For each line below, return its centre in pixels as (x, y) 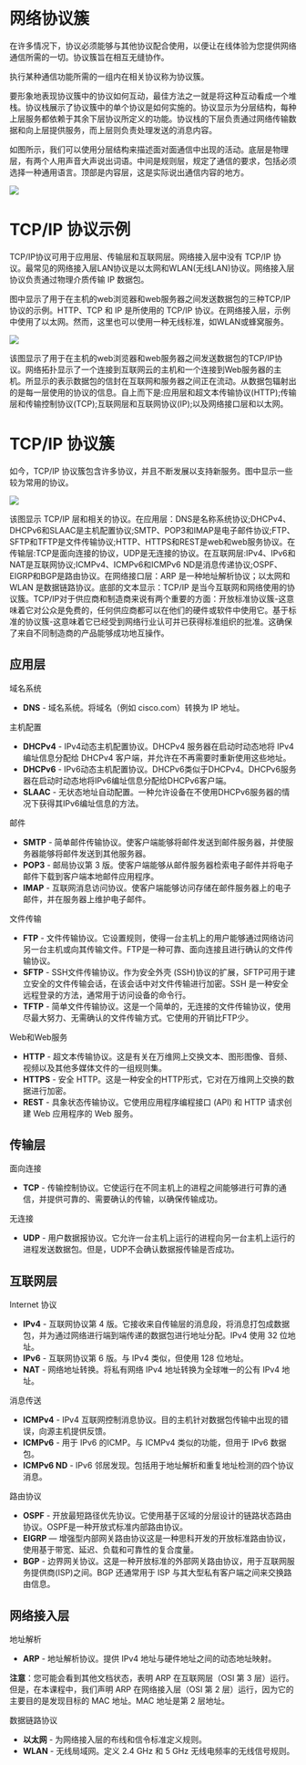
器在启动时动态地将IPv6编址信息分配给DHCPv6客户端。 (127, 780)
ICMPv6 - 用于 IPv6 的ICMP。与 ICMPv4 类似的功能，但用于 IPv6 (145, 1443)
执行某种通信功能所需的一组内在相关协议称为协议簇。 (109, 76)
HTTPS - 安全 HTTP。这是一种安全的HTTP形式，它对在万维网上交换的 (154, 1079)
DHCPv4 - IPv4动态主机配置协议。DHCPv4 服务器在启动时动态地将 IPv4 (158, 746)
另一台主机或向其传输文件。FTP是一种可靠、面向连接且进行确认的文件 (154, 949)
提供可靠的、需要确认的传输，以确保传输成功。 (135, 1199)
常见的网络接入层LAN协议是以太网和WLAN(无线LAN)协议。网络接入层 (164, 268)
